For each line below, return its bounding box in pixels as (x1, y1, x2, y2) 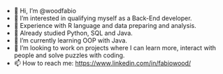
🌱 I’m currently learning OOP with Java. (13, 36, 128, 45)
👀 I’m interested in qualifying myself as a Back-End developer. (13, 14, 192, 22)
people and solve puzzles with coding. (13, 51, 125, 59)
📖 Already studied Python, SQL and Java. (13, 29, 133, 37)
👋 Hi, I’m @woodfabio (13, 7, 77, 15)
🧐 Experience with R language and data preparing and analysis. (13, 22, 197, 29)
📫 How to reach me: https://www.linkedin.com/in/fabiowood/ (13, 59, 192, 67)
